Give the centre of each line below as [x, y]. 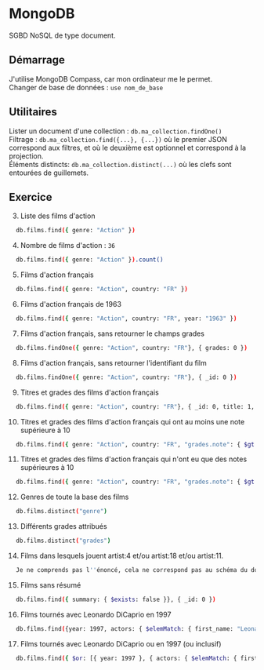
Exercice [31, 197]
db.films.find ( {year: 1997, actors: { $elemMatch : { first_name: [125, 628]
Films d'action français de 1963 [71, 304]
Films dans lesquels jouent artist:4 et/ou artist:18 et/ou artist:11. [122, 555]
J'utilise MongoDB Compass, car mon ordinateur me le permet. [111, 78]
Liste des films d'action [58, 216]
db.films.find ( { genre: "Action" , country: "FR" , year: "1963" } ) [127, 319]
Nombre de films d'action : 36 [68, 246]
